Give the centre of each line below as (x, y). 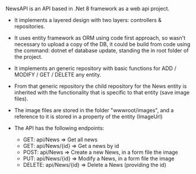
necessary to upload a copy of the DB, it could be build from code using (102, 44)
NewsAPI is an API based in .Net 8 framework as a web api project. (88, 9)
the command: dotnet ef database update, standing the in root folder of (101, 50)
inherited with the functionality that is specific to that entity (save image (102, 92)
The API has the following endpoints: (59, 128)
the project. (28, 57)
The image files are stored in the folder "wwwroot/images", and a (94, 110)
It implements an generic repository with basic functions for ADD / (95, 68)
